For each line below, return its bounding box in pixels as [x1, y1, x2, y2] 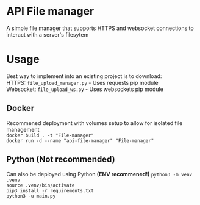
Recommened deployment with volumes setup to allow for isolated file [6, 119, 183, 126]
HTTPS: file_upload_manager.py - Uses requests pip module [6, 79, 159, 86]
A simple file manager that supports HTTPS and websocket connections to [6, 24, 194, 32]
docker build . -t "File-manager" [6, 132, 95, 138]
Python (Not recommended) [6, 154, 115, 165]
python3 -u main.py [6, 193, 56, 199]
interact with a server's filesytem [6, 31, 89, 38]
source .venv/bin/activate [6, 182, 75, 189]
